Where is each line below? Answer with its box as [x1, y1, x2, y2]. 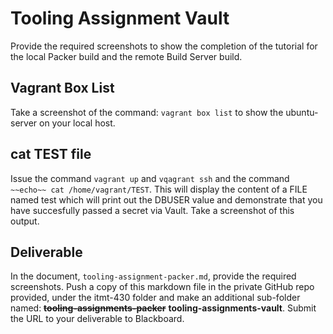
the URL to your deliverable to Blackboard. [10, 313, 185, 325]
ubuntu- [285, 106, 319, 118]
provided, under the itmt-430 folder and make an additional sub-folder [10, 292, 301, 304]
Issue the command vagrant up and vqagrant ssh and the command [10, 172, 290, 184]
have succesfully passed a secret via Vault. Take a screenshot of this [10, 204, 295, 216]
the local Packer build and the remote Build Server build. [10, 50, 243, 62]
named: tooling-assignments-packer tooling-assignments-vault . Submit [10, 302, 317, 314]
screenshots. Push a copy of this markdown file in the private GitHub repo [10, 281, 315, 293]
